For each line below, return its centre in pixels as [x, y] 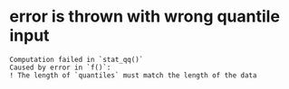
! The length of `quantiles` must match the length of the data [133, 75]
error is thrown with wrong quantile [145, 17]
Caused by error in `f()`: [60, 67]
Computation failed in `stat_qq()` [77, 59]
